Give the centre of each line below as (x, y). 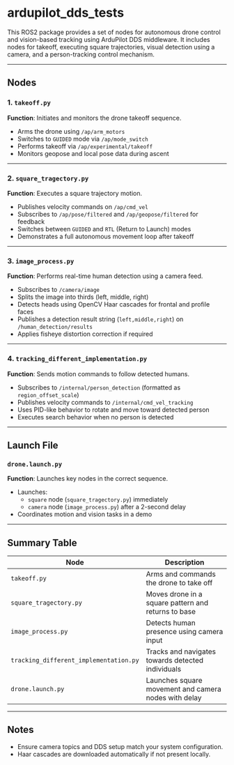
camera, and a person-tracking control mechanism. (81, 54)
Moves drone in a (174, 594)
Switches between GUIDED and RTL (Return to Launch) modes (104, 229)
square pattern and (177, 603)
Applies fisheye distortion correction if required (85, 334)
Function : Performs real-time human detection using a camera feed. (105, 276)
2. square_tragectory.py (48, 178)
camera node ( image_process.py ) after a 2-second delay (107, 507)
